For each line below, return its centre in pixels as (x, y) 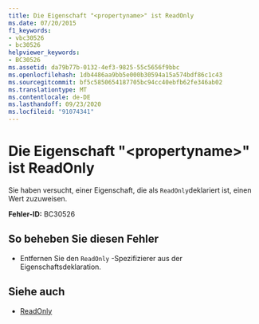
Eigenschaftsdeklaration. (61, 267)
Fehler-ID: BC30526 (42, 214)
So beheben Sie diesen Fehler (84, 239)
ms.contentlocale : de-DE (49, 97)
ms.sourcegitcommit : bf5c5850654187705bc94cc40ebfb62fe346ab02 (116, 82)
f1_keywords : (30, 30)
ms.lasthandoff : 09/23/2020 (55, 104)
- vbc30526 (26, 38)
